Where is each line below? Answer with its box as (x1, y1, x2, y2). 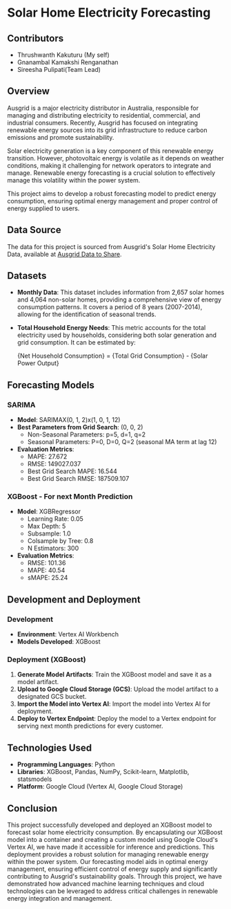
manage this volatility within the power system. (7, 176, 141, 184)
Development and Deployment (7, 594, 141, 605)
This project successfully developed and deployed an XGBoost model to (7, 821, 212, 829)
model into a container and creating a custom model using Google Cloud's (7, 836, 219, 844)
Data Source (7, 224, 61, 236)
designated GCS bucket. (17, 692, 87, 701)
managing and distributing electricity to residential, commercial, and (7, 111, 201, 119)
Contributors (7, 33, 64, 44)
